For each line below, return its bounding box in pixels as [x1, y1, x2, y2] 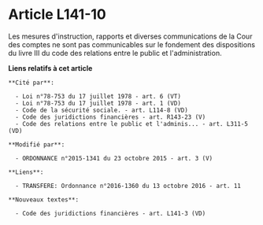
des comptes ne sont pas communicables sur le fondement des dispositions [8, 39, 256, 49]
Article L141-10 [8, 6, 106, 24]
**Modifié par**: [8, 140, 65, 149]
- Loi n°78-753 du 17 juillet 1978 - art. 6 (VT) [15, 92, 181, 100]
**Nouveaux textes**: [8, 195, 80, 204]
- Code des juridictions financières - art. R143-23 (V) [15, 112, 206, 121]
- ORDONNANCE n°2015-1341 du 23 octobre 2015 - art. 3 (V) [15, 154, 213, 162]
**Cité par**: [8, 79, 55, 87]
